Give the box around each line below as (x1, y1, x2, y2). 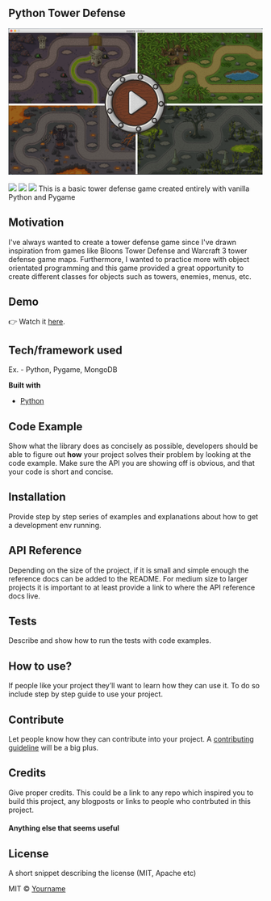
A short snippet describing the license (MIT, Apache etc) (8, 869, 197, 878)
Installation (8, 490, 66, 504)
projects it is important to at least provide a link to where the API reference (8, 582, 256, 592)
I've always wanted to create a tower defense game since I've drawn (8, 237, 236, 247)
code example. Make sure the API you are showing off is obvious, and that (8, 458, 256, 467)
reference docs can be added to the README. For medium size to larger (8, 573, 248, 583)
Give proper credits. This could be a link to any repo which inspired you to (8, 788, 254, 797)
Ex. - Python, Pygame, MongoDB (8, 365, 118, 374)
